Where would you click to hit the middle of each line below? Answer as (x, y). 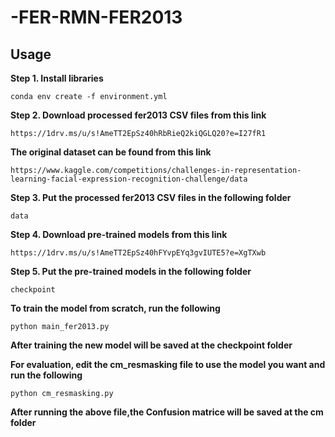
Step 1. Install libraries (57, 78)
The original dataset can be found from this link (111, 152)
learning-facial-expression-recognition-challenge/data (129, 179)
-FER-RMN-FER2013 (96, 17)
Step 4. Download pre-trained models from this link (119, 234)
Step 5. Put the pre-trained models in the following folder (131, 271)
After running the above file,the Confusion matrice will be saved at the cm (167, 412)
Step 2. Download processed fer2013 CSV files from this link (138, 115)
